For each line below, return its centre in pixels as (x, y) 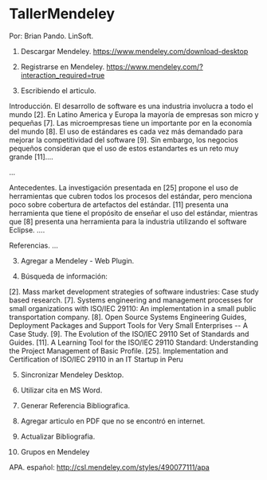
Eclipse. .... (27, 230)
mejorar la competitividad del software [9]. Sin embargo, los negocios (124, 139)
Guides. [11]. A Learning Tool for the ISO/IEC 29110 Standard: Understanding (133, 342)
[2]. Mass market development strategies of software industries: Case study (134, 291)
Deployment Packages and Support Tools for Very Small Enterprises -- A (128, 325)
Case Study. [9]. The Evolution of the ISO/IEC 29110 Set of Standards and (129, 334)
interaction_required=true (63, 75)
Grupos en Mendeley (55, 451)
